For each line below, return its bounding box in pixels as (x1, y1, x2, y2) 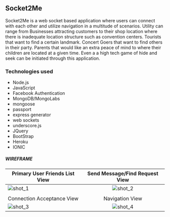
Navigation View (103, 195, 143, 202)
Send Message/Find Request (87, 170, 158, 177)
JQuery (12, 128, 29, 134)
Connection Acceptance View (8, 195, 79, 202)
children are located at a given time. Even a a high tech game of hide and (5, 50, 158, 56)
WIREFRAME (5, 156, 33, 162)
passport (12, 106, 32, 113)
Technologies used (5, 68, 53, 75)
